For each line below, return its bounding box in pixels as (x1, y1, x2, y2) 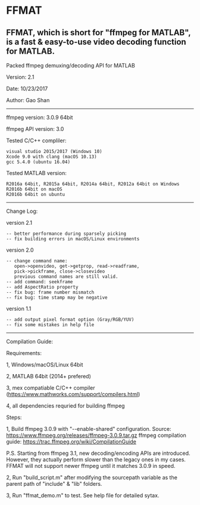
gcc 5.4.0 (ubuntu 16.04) (6, 159, 70, 165)
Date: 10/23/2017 (6, 85, 48, 92)
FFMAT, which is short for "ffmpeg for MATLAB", (6, 27, 191, 38)
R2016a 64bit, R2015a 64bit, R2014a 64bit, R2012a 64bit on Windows (6, 181, 180, 187)
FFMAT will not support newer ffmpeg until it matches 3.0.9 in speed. (6, 463, 176, 469)
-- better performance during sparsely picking (6, 231, 127, 237)
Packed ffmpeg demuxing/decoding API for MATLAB (6, 62, 135, 69)
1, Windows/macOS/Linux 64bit (6, 361, 83, 368)
